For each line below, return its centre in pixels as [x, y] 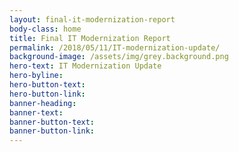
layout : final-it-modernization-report [92, 19]
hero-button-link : [47, 94]
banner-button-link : [52, 131]
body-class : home [45, 29]
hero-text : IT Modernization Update [85, 66]
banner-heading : [43, 103]
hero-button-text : [47, 85]
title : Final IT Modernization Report [90, 38]
